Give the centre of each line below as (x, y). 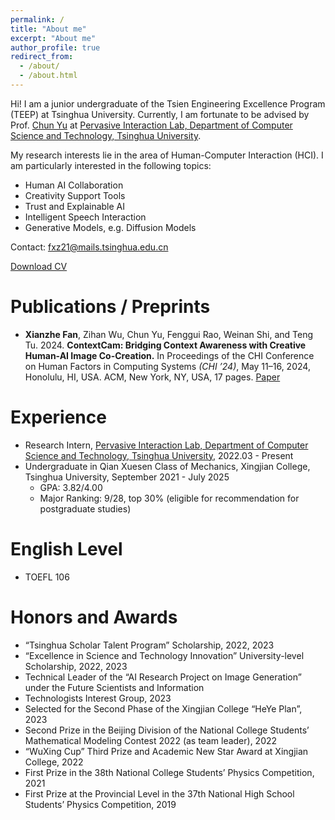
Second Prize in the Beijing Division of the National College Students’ (167, 730)
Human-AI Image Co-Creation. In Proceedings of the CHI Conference (169, 355)
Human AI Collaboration (74, 185)
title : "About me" (48, 29)
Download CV (39, 266)
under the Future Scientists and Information (114, 687)
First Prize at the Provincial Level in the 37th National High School (159, 793)
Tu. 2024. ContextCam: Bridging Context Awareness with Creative (165, 345)
